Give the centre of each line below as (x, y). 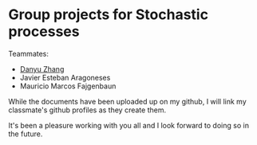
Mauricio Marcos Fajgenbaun (68, 86)
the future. (26, 134)
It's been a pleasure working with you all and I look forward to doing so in (129, 125)
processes (44, 31)
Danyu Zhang (42, 69)
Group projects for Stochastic (109, 15)
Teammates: (29, 53)
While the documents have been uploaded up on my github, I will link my (128, 101)
